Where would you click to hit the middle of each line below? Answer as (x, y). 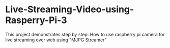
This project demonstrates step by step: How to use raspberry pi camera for (85, 34)
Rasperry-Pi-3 (36, 20)
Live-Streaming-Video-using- (70, 9)
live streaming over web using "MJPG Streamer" (56, 40)
